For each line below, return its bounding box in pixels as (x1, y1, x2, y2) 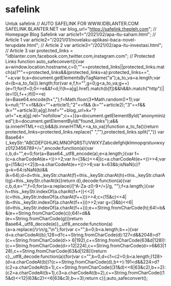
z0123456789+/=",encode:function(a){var (5, 145, 94, 151)
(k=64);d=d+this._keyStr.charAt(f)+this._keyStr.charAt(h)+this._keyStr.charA (5, 172, 165, 178)
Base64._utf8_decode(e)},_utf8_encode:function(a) (5, 221, 113, 227)
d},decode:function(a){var (76, 177, 132, 184)
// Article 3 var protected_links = (5, 47, 74, 54)
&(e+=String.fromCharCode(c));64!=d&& (5, 210, 91, 216)
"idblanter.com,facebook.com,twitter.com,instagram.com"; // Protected (5, 53, 155, 59)
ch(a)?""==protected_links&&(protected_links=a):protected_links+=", (5, 69, 150, 75)
